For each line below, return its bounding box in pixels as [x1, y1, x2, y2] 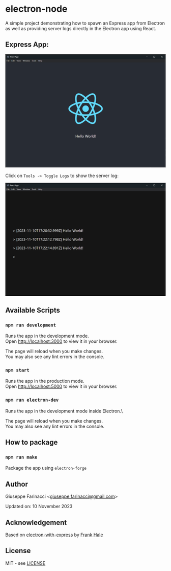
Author [5, 479, 28, 489]
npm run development [5, 322, 56, 328]
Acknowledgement [5, 518, 67, 527]
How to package [5, 438, 58, 447]
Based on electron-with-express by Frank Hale [5, 532, 103, 538]
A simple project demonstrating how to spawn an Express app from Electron [5, 20, 165, 26]
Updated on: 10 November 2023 [5, 503, 73, 510]
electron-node [5, 3, 68, 15]
